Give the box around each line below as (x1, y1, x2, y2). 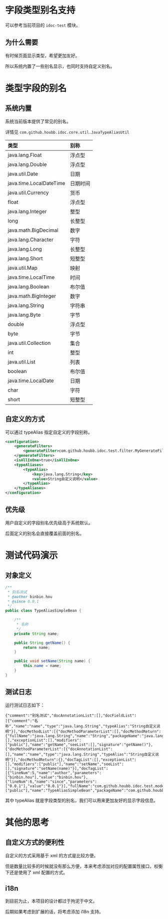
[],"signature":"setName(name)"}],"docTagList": (5, 766, 108, 771)
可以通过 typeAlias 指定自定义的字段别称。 (5, 429, 92, 435)
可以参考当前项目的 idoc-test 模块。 (5, 22, 81, 28)
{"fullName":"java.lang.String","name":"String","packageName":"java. (5, 733, 155, 739)
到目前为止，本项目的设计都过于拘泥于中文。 (5, 898, 97, 904)
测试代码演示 (5, 550, 58, 562)
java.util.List (7, 358, 36, 365)
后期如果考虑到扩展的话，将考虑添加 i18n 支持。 (5, 908, 103, 915)
